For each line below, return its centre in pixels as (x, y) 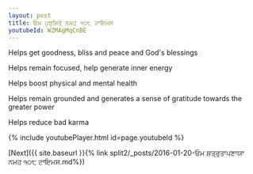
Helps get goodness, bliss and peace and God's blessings (103, 53)
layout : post (30, 15)
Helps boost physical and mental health (73, 83)
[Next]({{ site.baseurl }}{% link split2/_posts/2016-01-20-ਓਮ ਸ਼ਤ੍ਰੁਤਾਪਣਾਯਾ (126, 153)
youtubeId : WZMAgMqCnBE (48, 30)
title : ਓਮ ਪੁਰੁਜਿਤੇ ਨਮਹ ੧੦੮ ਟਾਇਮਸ (61, 23)
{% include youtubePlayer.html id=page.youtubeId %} (96, 138)
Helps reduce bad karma (49, 123)
